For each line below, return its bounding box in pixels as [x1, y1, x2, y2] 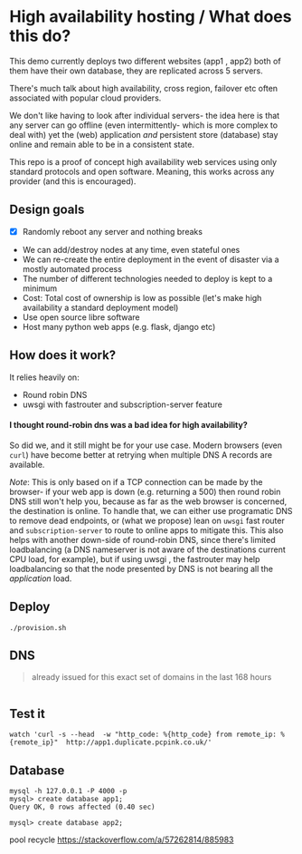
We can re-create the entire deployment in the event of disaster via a [22, 254, 279, 265]
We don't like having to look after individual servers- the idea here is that [9, 110, 280, 121]
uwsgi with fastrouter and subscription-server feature [22, 399, 223, 410]
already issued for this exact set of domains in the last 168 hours [31, 672, 272, 683]
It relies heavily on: [9, 372, 80, 383]
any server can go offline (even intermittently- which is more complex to [9, 120, 278, 131]
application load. [9, 573, 72, 584]
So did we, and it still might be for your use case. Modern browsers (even [9, 440, 283, 451]
